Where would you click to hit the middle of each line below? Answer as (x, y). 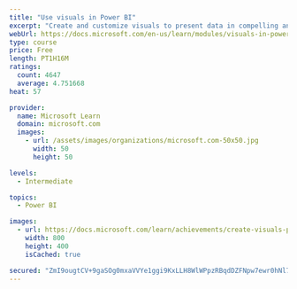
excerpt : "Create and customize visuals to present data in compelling (144, 26)
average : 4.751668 (51, 83)
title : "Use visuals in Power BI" (73, 17)
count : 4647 (39, 75)
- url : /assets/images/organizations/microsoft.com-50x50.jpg (142, 141)
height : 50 (53, 157)
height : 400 (47, 246)
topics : (23, 197)
